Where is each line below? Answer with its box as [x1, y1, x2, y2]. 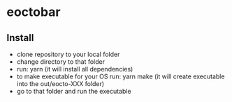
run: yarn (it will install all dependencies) [16, 65, 133, 73]
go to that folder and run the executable [16, 87, 131, 95]
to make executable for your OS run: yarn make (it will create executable [16, 72, 225, 80]
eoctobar [6, 4, 61, 20]
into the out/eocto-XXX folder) [16, 80, 105, 87]
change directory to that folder [16, 58, 106, 66]
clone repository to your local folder [16, 50, 120, 58]
